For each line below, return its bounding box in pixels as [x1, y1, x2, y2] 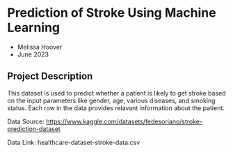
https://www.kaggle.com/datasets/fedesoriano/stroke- [46, 117, 203, 126]
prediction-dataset [7, 124, 61, 133]
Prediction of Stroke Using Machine [7, 5, 217, 21]
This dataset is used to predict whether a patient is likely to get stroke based [7, 89, 226, 97]
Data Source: [7, 117, 45, 126]
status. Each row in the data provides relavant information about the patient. [7, 103, 225, 112]
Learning [7, 20, 61, 36]
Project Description [7, 70, 93, 82]
